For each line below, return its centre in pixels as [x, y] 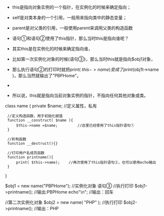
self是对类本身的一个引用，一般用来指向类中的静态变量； [70, 18]
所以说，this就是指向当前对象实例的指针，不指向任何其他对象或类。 [80, 95]
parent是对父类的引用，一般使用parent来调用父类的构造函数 [72, 28]
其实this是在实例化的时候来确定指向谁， [52, 49]
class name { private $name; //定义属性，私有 [51, 106]
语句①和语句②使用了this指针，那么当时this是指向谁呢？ [70, 38]
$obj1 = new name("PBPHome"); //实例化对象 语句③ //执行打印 [69, 186]
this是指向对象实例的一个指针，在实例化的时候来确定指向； [71, 7]
